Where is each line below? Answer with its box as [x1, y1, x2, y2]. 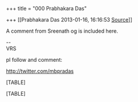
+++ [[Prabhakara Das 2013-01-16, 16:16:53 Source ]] [6, 16, 133, 23]
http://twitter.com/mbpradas [6, 68, 74, 75]
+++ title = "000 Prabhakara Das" [6, 5, 87, 12]
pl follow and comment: [6, 57, 62, 63]
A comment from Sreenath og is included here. [6, 27, 118, 34]
